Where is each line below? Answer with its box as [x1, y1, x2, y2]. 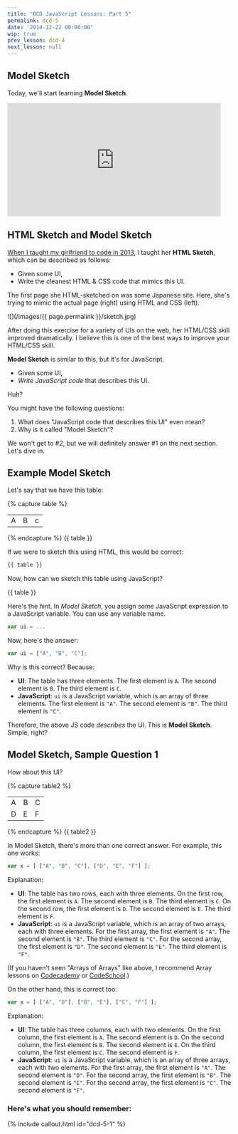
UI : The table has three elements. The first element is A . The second [17, 677, 217, 686]
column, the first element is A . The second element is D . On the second [17, 1033, 225, 1041]
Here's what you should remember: [7, 1103, 132, 1113]
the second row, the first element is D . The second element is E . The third [17, 904, 231, 913]
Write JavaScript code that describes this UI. [17, 376, 149, 384]
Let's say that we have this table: [7, 485, 104, 495]
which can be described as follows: [7, 256, 112, 264]
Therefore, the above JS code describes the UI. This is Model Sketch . [7, 720, 212, 730]
